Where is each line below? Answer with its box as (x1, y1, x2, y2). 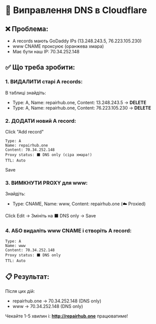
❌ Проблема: (5, 25, 49, 33)
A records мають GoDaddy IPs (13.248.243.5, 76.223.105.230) (12, 38, 142, 44)
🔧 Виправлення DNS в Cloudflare (5, 5, 147, 16)
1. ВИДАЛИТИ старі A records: (5, 78, 83, 85)
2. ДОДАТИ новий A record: (5, 117, 76, 124)
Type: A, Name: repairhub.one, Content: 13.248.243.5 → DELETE (12, 99, 146, 105)
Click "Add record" (5, 128, 44, 135)
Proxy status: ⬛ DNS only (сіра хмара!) (5, 152, 92, 157)
